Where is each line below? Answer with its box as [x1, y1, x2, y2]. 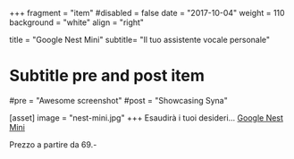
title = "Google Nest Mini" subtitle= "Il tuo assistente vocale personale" [9, 35, 271, 45]
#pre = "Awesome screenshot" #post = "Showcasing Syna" [9, 95, 228, 105]
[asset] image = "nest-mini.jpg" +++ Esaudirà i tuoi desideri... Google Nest [9, 112, 284, 123]
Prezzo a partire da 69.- [9, 138, 97, 150]
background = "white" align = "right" [9, 17, 145, 28]
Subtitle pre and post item [9, 66, 206, 86]
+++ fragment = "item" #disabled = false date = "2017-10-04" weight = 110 [9, 8, 285, 18]
